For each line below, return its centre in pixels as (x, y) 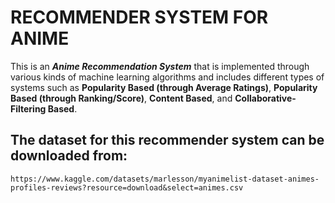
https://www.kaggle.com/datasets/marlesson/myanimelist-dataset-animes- (165, 179)
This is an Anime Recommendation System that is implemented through (160, 66)
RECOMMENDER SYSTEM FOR (139, 17)
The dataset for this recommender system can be (167, 140)
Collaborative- (265, 98)
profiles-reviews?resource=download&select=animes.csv (127, 187)
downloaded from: (69, 156)
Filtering (28, 108)
